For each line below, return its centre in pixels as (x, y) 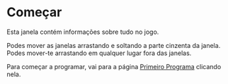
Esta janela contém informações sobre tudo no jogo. (83, 32)
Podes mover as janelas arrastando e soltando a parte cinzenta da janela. (114, 45)
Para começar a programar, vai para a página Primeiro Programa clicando (114, 66)
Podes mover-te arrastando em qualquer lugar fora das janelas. (99, 53)
